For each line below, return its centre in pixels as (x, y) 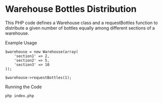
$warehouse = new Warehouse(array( (42, 52)
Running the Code (23, 87)
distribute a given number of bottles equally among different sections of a (80, 28)
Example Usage (21, 42)
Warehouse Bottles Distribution (71, 9)
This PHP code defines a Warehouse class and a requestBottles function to (81, 23)
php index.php (20, 96)
